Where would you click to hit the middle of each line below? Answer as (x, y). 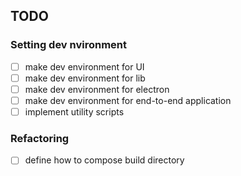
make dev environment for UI (84, 66)
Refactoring (40, 138)
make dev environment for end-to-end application (128, 100)
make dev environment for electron (97, 89)
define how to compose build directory (104, 160)
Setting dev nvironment (69, 45)
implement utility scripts (74, 111)
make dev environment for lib (85, 78)
